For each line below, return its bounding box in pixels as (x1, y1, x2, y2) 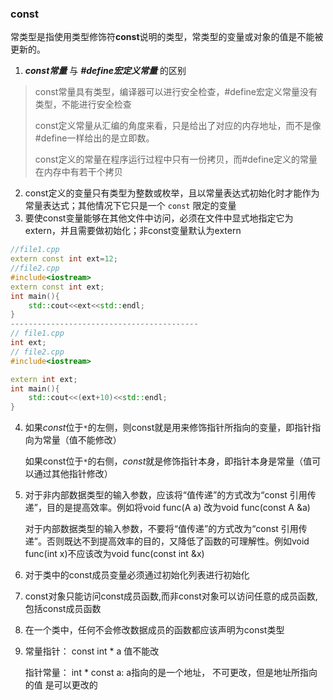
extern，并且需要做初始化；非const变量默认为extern (24, 225, 242, 237)
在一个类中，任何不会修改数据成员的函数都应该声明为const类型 (24, 624, 285, 636)
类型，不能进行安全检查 (34, 98, 132, 111)
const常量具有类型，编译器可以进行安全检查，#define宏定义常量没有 (34, 86, 318, 98)
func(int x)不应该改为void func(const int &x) (24, 548, 205, 560)
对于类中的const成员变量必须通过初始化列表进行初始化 (24, 569, 250, 581)
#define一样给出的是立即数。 (34, 132, 155, 144)
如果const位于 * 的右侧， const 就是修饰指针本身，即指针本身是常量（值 (24, 455, 313, 467)
